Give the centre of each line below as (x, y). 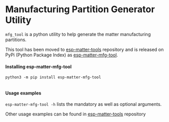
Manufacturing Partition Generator (80, 9)
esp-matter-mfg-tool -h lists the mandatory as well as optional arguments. (83, 104)
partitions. (16, 40)
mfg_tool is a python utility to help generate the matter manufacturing (78, 34)
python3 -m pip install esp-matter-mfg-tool (53, 77)
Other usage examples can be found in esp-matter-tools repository (76, 114)
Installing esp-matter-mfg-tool (38, 67)
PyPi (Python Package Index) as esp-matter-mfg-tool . (62, 55)
